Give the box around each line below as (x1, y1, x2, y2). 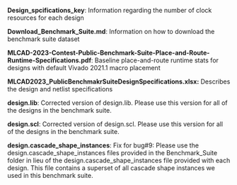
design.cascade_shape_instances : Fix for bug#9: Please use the (7, 141, 200, 150)
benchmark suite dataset (7, 35, 80, 43)
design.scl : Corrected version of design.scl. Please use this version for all (7, 120, 224, 128)
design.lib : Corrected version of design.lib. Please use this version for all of (7, 99, 228, 107)
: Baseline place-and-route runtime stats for (91, 56, 219, 65)
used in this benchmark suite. (7, 172, 93, 179)
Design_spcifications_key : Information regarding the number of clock (7, 6, 212, 14)
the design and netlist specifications (7, 85, 113, 93)
